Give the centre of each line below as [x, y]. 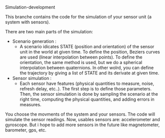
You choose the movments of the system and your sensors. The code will [80, 114]
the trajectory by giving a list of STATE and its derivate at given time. [89, 73]
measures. [30, 104]
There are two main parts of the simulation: [49, 32]
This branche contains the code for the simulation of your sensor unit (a [79, 17]
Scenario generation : [34, 41]
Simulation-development [30, 7]
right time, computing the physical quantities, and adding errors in [87, 99]
